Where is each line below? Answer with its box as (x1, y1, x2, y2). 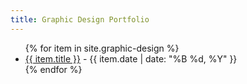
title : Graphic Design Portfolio (10, 14, 150, 25)
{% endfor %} (24, 63, 83, 75)
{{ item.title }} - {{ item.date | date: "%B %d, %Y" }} (24, 52, 238, 65)
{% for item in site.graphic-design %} (24, 42, 180, 54)
